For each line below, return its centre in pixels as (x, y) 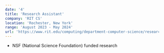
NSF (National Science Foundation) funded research (65, 46)
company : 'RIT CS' (24, 18)
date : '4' (15, 9)
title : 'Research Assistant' (35, 14)
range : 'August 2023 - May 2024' (39, 27)
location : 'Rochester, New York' (39, 23)
